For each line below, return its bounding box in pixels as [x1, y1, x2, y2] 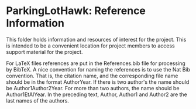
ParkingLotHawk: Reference [6, 4, 146, 18]
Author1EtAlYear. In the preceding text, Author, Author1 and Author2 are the [6, 91, 187, 98]
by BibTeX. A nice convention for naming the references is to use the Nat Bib [6, 66, 191, 73]
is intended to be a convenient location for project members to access [6, 42, 175, 49]
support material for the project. [6, 48, 83, 55]
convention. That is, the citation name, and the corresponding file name [6, 72, 178, 79]
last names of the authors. [6, 97, 69, 104]
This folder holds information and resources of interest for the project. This [6, 36, 187, 43]
